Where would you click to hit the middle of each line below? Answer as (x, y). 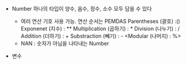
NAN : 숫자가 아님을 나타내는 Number (65, 43)
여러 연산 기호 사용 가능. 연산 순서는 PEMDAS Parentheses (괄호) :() (100, 21)
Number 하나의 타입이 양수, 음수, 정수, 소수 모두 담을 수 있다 (82, 9)
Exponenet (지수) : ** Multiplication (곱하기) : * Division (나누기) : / (100, 29)
